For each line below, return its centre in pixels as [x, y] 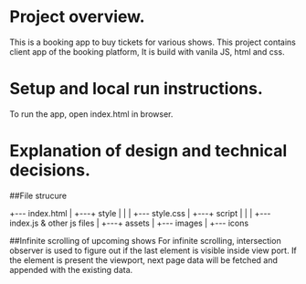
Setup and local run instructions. [136, 89]
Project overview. [77, 17]
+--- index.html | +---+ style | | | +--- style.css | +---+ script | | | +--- [140, 213]
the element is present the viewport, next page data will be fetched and [144, 260]
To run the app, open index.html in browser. [91, 114]
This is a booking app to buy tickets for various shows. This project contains [153, 42]
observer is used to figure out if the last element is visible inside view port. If [153, 250]
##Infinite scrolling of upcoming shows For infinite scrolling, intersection [145, 240]
